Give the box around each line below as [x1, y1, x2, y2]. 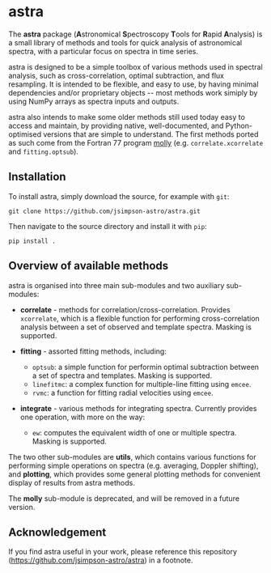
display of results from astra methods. [8, 477, 135, 487]
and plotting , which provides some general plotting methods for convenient [8, 469, 261, 479]
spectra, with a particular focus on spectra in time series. [8, 46, 199, 56]
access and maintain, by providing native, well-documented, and [8, 121, 224, 130]
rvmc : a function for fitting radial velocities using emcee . [32, 388, 214, 397]
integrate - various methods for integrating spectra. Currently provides [19, 403, 257, 413]
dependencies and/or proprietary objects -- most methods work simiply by [8, 87, 258, 97]
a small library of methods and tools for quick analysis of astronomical [8, 37, 243, 47]
